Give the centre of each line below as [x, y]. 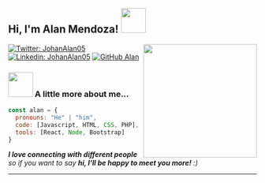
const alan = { [33, 110]
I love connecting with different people [73, 155]
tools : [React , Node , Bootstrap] [70, 132]
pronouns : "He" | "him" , [56, 118]
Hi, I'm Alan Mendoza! [63, 30]
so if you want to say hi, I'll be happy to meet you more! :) [103, 163]
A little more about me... [82, 94]
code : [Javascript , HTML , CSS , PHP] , [77, 125]
